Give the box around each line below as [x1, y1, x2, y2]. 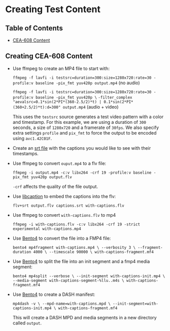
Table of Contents [5, 24, 63, 32]
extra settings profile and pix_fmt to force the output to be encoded [12, 129, 157, 136]
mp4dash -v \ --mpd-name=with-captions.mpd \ [12, 301, 111, 306]
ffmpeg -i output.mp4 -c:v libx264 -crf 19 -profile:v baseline [12, 170, 152, 175]
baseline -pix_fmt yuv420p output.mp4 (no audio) [35, 80, 141, 86]
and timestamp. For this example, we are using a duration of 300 [12, 119, 146, 125]
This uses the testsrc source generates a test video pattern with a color [12, 113, 164, 120]
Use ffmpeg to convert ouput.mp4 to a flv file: [12, 160, 107, 166]
